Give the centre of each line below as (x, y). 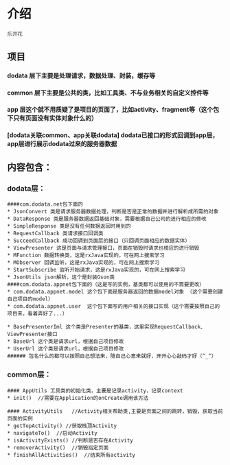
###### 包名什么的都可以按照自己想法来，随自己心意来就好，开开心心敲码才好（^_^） (112, 356)
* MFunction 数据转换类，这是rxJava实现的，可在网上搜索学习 (86, 255)
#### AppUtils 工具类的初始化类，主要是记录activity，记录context (95, 391)
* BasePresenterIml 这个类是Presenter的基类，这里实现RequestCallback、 (106, 327)
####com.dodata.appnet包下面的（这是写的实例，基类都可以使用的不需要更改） (106, 285)
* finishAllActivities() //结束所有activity (71, 455)
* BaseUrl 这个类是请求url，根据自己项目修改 (66, 342)
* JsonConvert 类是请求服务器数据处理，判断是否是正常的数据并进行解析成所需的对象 (113, 212)
